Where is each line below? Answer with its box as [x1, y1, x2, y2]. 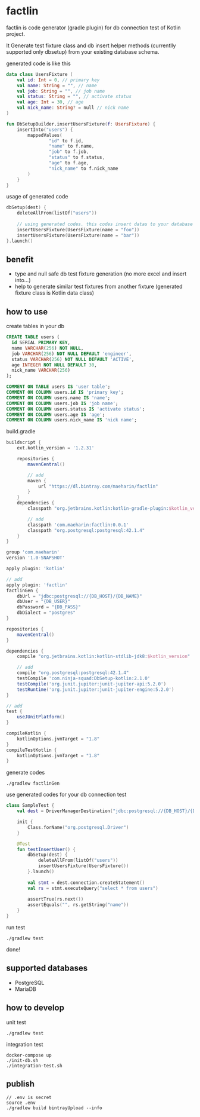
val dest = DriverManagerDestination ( [17, 808, 113, 814]
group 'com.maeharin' [6, 549, 60, 555]
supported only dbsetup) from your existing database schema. [6, 48, 160, 55]
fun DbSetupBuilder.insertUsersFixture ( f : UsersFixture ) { [6, 121, 156, 127]
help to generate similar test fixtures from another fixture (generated [14, 283, 183, 290]
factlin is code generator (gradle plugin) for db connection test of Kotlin [6, 24, 181, 31]
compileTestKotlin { [6, 747, 58, 753]
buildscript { [6, 439, 42, 446]
